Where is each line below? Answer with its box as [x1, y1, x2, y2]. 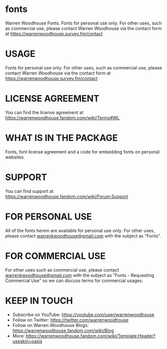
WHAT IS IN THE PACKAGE [5, 132, 118, 143]
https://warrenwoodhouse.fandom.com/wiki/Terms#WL [5, 114, 120, 120]
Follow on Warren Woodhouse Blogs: [12, 322, 89, 328]
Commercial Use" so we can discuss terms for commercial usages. [5, 277, 143, 283]
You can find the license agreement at [5, 109, 83, 115]
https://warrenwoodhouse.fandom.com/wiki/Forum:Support [5, 193, 128, 199]
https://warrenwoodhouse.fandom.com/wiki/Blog [12, 327, 114, 333]
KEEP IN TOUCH [5, 295, 73, 306]
